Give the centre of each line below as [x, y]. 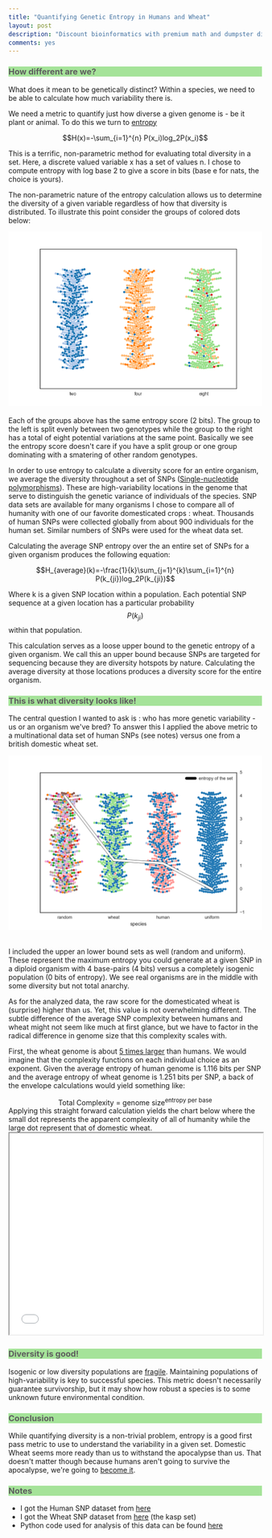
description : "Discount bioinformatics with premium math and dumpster [131, 34]
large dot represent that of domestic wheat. [80, 1128]
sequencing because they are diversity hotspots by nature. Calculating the [132, 663]
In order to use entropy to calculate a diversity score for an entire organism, [134, 471]
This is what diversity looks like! [72, 700]
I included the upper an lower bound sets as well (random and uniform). [127, 951]
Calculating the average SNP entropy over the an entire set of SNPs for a [129, 546]
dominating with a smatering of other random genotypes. [103, 455]
